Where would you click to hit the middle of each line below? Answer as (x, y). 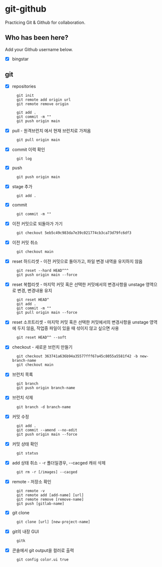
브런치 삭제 (22, 398)
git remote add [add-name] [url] (50, 495)
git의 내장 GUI (25, 532)
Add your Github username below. (39, 49)
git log (24, 159)
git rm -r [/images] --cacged (47, 472)
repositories (24, 86)
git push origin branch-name (46, 388)
